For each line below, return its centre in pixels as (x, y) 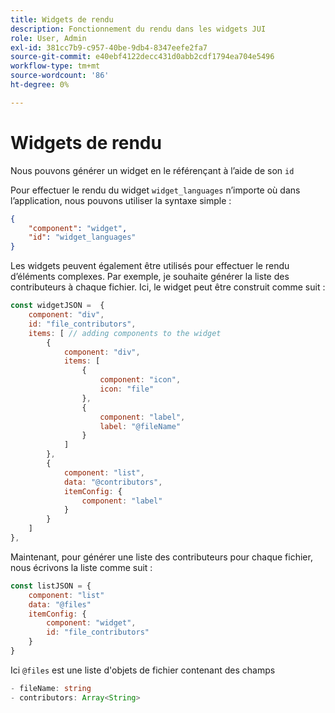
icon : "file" (127, 389)
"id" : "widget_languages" (82, 237)
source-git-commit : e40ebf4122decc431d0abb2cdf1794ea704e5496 (142, 57)
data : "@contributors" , (113, 482)
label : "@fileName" (140, 426)
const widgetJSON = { (57, 306)
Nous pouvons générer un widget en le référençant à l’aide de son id (152, 170)
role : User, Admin (48, 38)
